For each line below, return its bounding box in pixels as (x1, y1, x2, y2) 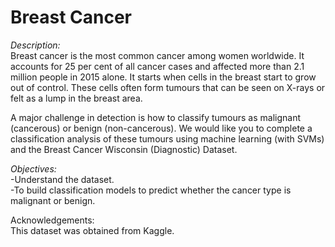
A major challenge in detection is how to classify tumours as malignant (10, 111, 302, 123)
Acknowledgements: (10, 214, 95, 226)
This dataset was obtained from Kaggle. (10, 224, 175, 236)
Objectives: (10, 162, 57, 175)
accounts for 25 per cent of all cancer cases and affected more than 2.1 (10, 60, 305, 72)
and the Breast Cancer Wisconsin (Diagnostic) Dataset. (10, 143, 238, 155)
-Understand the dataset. (10, 173, 115, 185)
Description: (10, 39, 61, 51)
